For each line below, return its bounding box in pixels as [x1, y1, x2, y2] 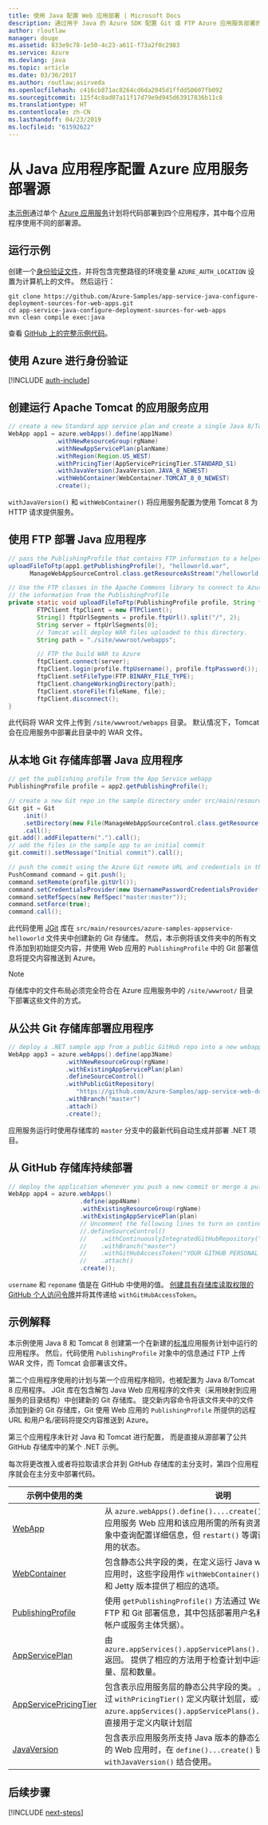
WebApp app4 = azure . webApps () [8, 1190, 112, 1199]
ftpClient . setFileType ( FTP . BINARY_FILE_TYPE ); [37, 673, 195, 681]
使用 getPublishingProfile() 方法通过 [104, 1595, 247, 1606]
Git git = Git [8, 804, 56, 812]
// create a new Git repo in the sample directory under [8, 797, 202, 805]
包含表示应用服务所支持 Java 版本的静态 [104, 1732, 255, 1743]
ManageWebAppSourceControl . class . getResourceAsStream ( [29, 569, 216, 578]
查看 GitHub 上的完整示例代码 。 [8, 328, 112, 338]
